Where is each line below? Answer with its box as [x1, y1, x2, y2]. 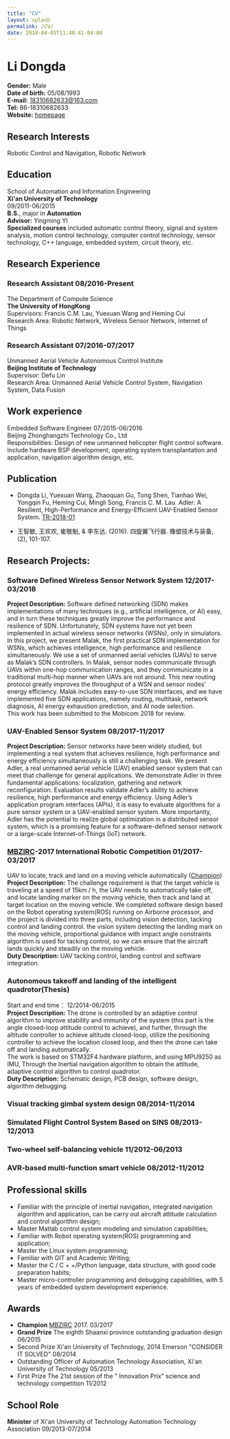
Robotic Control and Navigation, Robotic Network [7, 149, 146, 157]
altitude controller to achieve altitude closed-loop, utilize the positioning [7, 1031, 210, 1039]
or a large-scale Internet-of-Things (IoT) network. [7, 830, 147, 838]
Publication [7, 473, 57, 485]
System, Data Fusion [7, 386, 66, 394]
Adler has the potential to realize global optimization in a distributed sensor [7, 815, 219, 824]
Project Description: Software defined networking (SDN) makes [7, 600, 189, 608]
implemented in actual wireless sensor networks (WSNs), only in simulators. [7, 629, 222, 637]
